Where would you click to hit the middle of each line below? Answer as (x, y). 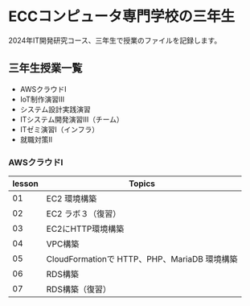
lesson (25, 184)
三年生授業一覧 (45, 68)
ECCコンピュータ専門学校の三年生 (122, 17)
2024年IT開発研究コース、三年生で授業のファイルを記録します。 (115, 40)
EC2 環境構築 (72, 199)
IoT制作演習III (42, 99)
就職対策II (36, 139)
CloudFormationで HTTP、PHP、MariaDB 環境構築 (142, 259)
